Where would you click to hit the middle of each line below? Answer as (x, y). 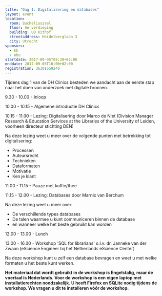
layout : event (20, 14)
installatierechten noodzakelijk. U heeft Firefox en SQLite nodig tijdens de (81, 283)
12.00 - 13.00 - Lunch (27, 234)
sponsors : (15, 46)
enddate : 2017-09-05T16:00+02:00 (39, 64)
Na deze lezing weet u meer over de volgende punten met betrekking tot (78, 136)
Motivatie (21, 171)
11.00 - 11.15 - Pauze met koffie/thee (41, 186)
